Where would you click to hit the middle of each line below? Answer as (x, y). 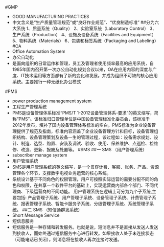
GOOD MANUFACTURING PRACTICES (51, 16)
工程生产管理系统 (29, 107)
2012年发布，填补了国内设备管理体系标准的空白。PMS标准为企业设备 (82, 125)
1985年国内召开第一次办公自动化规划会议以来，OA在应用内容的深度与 (82, 69)
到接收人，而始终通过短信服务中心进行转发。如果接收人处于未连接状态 (83, 233)
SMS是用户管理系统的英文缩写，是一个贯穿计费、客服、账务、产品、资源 (85, 167)
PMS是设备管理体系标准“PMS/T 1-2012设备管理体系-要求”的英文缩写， (83, 113)
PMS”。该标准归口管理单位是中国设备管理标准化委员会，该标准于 (84, 119)
